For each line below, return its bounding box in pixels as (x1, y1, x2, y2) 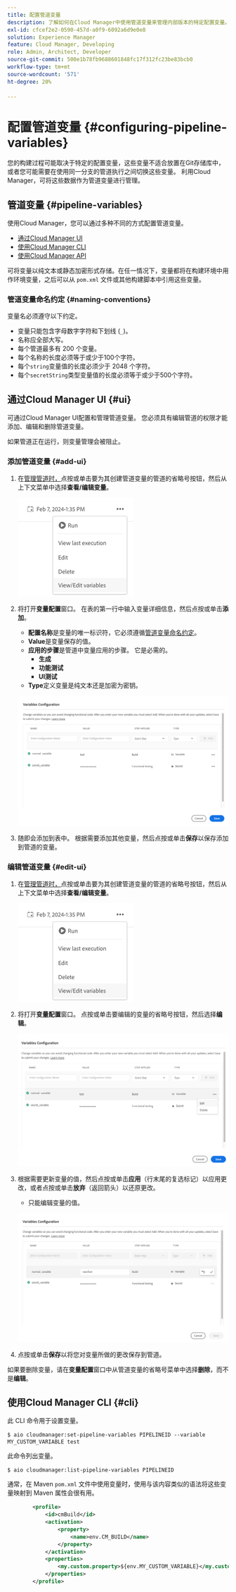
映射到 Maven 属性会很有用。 (13, 1488, 98, 1497)
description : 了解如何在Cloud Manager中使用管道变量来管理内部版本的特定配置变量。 (7, 18, 230, 26)
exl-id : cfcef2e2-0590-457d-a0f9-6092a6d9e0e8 (7, 26, 146, 33)
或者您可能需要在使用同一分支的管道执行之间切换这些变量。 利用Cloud (7, 168, 211, 176)
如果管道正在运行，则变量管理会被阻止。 (7, 437, 124, 446)
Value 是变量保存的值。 (27, 637, 95, 645)
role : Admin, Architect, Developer (7, 49, 112, 56)
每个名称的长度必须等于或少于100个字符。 (17, 353, 139, 362)
